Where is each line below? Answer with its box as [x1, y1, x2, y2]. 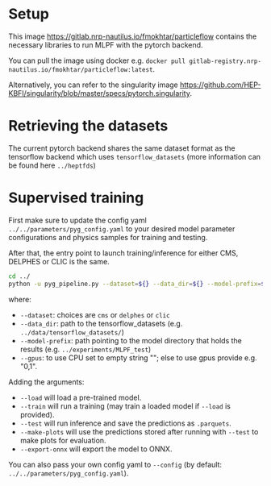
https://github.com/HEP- [180, 80, 261, 89]
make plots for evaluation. [19, 435, 106, 445]
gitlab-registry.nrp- [189, 57, 262, 65]
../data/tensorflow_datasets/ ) [19, 327, 125, 337]
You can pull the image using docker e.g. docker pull [8, 56, 186, 65]
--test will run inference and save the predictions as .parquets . [19, 418, 231, 428]
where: [8, 294, 32, 304]
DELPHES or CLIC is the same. [8, 256, 110, 266]
